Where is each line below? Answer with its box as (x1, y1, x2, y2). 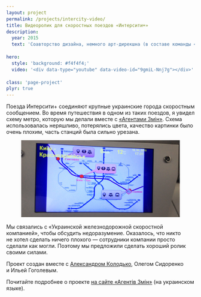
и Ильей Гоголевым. (6, 267, 58, 274)
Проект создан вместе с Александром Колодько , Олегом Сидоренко (6, 260, 184, 268)
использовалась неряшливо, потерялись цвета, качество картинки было (6, 122, 193, 129)
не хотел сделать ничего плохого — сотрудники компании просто (6, 236, 175, 243)
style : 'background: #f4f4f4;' (11, 60, 90, 66)
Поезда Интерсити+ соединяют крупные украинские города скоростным (6, 103, 195, 110)
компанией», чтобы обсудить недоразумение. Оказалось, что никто (6, 230, 181, 237)
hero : (6, 54, 20, 60)
